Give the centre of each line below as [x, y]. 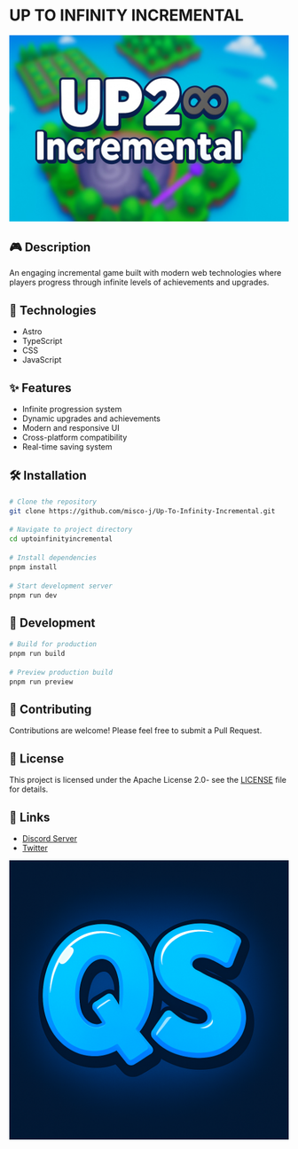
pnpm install [33, 567]
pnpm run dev [33, 595]
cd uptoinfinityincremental [61, 539]
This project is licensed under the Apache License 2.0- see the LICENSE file [148, 780]
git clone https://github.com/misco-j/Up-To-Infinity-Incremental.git [142, 511]
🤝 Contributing [51, 710]
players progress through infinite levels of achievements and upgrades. [139, 282]
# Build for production [53, 645]
